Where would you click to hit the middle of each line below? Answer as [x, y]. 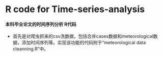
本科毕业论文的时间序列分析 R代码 [41, 24]
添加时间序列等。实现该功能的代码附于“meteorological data [84, 43]
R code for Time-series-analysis [75, 9]
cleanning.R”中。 [31, 49]
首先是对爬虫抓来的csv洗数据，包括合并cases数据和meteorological [83, 36]
